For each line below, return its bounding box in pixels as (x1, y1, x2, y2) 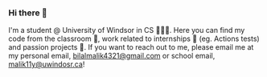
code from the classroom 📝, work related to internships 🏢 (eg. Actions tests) (8, 34, 260, 43)
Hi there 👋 (8, 7, 48, 18)
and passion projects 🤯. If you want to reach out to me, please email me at (8, 43, 254, 52)
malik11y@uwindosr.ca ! (8, 59, 85, 69)
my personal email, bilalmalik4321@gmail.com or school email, (8, 51, 216, 61)
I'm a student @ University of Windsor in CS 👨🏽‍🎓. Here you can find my (8, 26, 245, 35)
